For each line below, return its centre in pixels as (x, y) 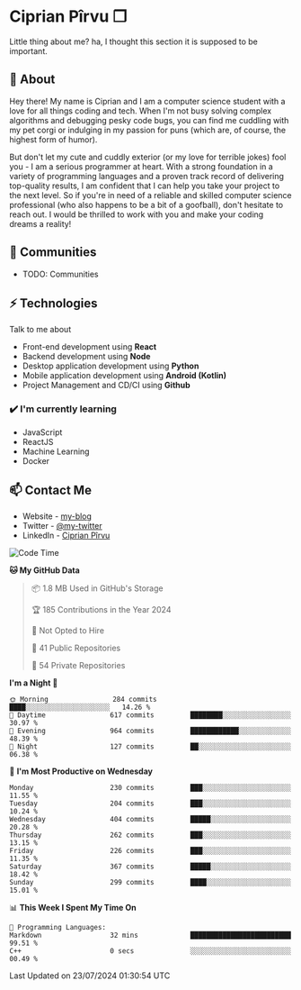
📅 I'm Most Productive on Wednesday (81, 771)
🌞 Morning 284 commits (83, 700)
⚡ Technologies (53, 303)
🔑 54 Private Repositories (78, 666)
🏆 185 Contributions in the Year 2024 (101, 610)
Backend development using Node (86, 357)
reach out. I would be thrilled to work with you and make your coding (137, 214)
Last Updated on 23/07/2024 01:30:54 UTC (90, 976)
